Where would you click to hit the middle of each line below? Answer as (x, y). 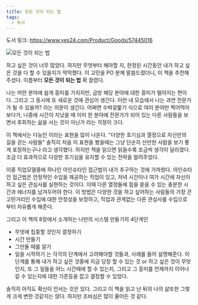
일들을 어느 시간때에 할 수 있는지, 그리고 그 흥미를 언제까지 (107, 269)
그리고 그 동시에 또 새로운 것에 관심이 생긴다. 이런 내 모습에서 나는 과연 (95, 100)
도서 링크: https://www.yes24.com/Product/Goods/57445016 (79, 40)
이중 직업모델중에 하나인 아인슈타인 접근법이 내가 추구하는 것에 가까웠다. (89, 170)
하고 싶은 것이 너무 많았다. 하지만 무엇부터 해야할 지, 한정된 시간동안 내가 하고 (95, 65)
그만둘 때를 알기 (33, 247)
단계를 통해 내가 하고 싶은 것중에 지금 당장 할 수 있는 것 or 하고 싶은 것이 (97, 262)
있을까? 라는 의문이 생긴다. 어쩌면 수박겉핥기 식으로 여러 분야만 (97, 108)
